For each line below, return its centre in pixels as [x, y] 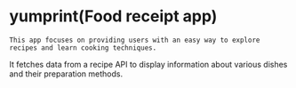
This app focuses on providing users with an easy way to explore [135, 40]
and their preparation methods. [66, 74]
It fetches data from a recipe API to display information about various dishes [148, 64]
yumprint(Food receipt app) [113, 16]
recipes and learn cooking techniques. [83, 48]
